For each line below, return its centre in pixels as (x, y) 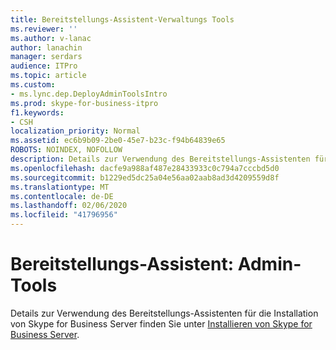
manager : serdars (46, 57)
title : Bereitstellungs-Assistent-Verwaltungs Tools (122, 19)
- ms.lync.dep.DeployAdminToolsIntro (89, 94)
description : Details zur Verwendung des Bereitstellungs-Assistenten (160, 159)
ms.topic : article (48, 76)
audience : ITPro (44, 66)
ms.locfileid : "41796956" (64, 215)
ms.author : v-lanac (51, 38)
